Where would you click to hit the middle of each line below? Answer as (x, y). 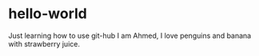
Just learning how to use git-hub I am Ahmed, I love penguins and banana (130, 35)
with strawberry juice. (44, 43)
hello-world (48, 14)
